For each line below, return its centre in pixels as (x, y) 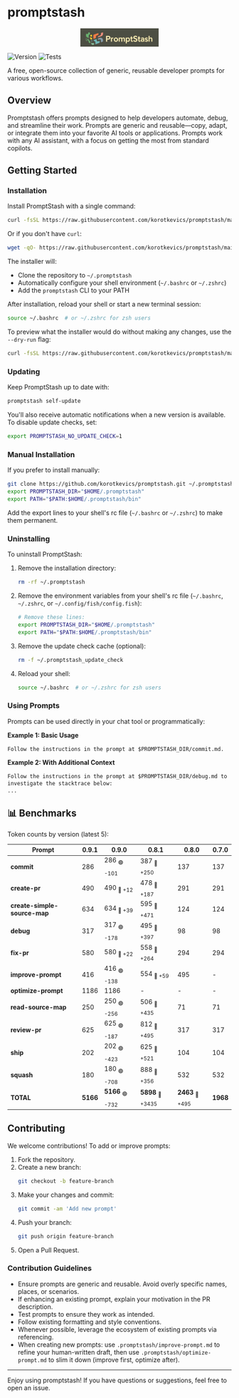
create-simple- (34, 905)
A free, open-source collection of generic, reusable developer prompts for (116, 70)
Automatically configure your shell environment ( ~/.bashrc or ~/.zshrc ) (122, 283)
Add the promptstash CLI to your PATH (74, 290)
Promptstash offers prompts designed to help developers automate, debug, (118, 118)
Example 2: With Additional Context (61, 762)
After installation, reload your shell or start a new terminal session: (104, 305)
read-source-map (38, 1007)
